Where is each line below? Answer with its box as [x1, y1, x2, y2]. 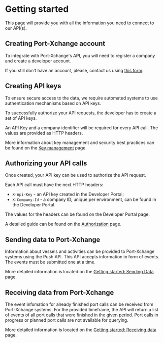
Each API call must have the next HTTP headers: [5, 182, 103, 188]
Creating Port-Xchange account [5, 40, 105, 48]
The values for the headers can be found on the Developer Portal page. [5, 211, 150, 217]
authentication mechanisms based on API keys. [5, 100, 101, 106]
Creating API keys [5, 82, 62, 90]
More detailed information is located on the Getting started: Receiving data [5, 327, 157, 333]
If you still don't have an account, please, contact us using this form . [5, 67, 144, 73]
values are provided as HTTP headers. [5, 130, 83, 136]
